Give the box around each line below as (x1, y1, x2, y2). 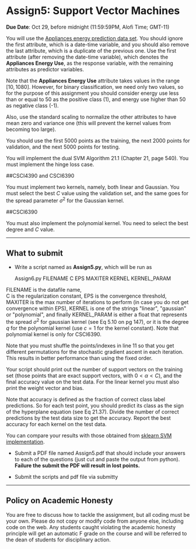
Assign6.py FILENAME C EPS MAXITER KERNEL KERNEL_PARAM (14, 275, 171, 282)
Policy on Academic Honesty (6, 496, 113, 506)
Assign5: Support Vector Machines (6, 4, 180, 18)
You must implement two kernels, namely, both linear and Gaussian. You (6, 183, 180, 191)
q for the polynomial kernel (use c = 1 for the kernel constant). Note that (6, 324, 179, 332)
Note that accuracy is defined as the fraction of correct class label (6, 396, 165, 403)
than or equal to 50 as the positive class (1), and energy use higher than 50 (6, 95, 186, 103)
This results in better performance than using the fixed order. (6, 355, 153, 362)
